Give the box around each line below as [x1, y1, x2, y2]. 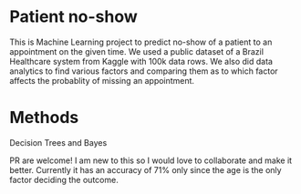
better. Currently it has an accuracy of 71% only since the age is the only [9, 164, 282, 175]
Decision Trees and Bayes [9, 137, 108, 148]
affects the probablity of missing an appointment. [9, 75, 194, 86]
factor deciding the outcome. [9, 174, 119, 185]
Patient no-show [9, 6, 139, 27]
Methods [9, 107, 79, 128]
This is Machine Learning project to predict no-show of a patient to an [9, 36, 273, 47]
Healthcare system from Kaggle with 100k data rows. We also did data [9, 56, 274, 66]
